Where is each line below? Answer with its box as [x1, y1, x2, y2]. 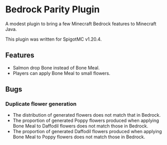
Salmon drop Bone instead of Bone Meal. [12, 64, 100, 70]
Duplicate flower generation [5, 100, 77, 107]
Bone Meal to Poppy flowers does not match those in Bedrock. [12, 134, 145, 140]
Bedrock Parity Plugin [5, 4, 100, 15]
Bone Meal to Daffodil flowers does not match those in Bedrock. [12, 123, 149, 129]
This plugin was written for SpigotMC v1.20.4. [5, 36, 102, 42]
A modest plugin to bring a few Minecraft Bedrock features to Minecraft [5, 21, 157, 27]
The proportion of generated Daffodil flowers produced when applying [12, 129, 162, 135]
